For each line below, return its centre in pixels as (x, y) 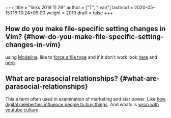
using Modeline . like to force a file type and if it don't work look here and (81, 57)
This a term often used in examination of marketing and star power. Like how (85, 99)
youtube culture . (22, 110)
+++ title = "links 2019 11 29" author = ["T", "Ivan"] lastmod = (69, 7)
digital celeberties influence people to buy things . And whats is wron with (82, 104)
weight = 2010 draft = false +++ (80, 13)
